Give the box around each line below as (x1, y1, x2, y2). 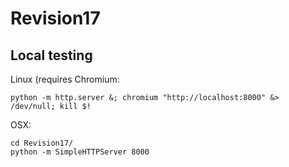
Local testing (10, 47, 93, 64)
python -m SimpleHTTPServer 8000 (10, 147, 150, 157)
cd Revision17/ (10, 138, 74, 148)
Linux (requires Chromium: (10, 73, 120, 85)
